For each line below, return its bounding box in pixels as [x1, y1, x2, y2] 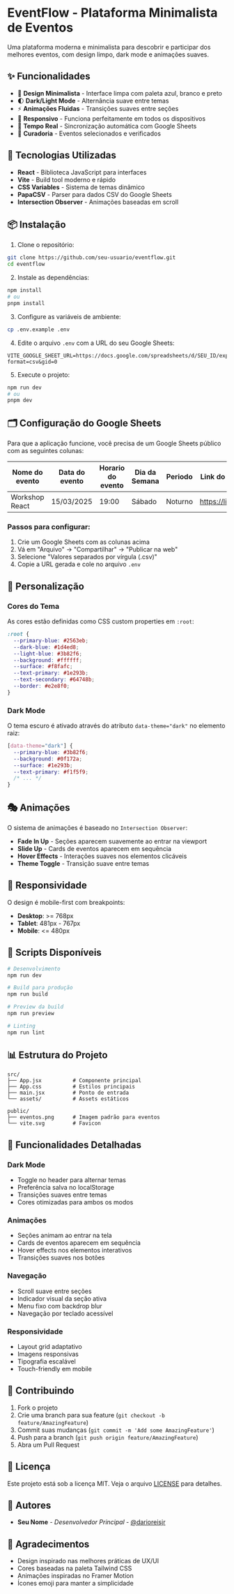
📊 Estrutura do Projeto [7, 1049, 108, 1061]
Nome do [12, 468, 43, 478]
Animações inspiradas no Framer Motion [17, 1572, 134, 1580]
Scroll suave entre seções [17, 1287, 92, 1295]
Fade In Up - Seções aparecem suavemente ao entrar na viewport [17, 837, 208, 846]
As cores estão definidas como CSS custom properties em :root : [7, 617, 194, 626]
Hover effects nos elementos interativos [17, 1246, 132, 1255]
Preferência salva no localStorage [17, 1183, 115, 1192]
